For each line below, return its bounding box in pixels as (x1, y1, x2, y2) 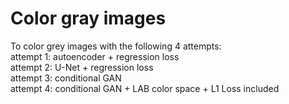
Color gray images (10, 7, 167, 30)
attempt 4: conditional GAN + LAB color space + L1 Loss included (10, 82, 280, 94)
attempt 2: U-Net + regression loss (10, 61, 154, 73)
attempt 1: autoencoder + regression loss (10, 50, 180, 62)
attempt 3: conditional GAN (10, 72, 122, 84)
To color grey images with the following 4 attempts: (10, 40, 222, 52)
